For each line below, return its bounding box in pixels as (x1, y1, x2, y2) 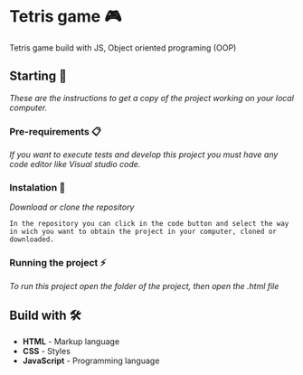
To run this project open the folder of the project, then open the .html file (9, 280, 279, 291)
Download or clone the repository (9, 202, 135, 212)
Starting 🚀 (9, 69, 68, 84)
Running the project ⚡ (9, 257, 107, 269)
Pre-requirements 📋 (9, 125, 102, 137)
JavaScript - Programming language (22, 355, 160, 366)
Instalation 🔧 (9, 181, 66, 193)
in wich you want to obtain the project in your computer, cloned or (9, 227, 278, 237)
